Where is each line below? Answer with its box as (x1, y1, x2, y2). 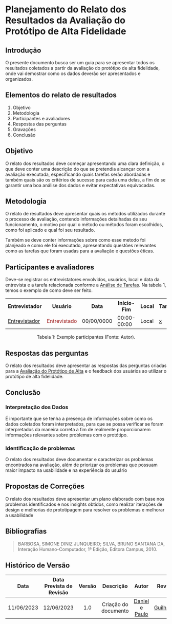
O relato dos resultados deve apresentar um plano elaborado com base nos (5, 495, 165, 502)
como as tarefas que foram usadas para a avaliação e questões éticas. (5, 248, 155, 254)
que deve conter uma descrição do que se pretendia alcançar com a (5, 166, 150, 172)
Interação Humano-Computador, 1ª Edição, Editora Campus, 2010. (17, 546, 158, 552)
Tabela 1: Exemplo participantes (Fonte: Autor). (36, 334, 136, 340)
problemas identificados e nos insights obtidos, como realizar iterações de (5, 501, 163, 507)
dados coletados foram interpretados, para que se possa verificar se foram (5, 420, 164, 427)
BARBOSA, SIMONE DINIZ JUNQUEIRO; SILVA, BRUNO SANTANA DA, (17, 541, 165, 547)
